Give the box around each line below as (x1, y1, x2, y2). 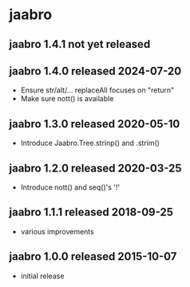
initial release (20, 271, 65, 281)
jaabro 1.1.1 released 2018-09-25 (9, 206, 174, 219)
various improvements (20, 226, 94, 236)
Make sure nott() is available (20, 94, 114, 104)
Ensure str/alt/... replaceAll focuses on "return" (20, 85, 175, 95)
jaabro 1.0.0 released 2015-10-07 (9, 250, 177, 264)
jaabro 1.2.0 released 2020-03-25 (9, 161, 182, 175)
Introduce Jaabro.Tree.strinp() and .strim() (20, 138, 160, 148)
